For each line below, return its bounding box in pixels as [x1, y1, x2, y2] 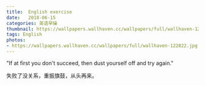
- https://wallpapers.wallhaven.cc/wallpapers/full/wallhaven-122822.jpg [6, 43, 198, 49]
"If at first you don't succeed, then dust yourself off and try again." [6, 59, 174, 67]
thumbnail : [6, 25, 34, 32]
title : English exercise [6, 8, 72, 15]
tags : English [6, 32, 43, 38]
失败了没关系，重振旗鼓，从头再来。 [6, 72, 98, 79]
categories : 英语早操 [6, 20, 58, 26]
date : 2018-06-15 [6, 15, 56, 21]
